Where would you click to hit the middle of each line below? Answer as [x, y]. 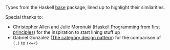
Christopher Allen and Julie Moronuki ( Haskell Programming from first [86, 27]
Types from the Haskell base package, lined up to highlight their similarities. [85, 7]
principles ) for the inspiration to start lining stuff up [66, 32]
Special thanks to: [24, 17]
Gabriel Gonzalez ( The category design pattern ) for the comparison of [87, 38]
